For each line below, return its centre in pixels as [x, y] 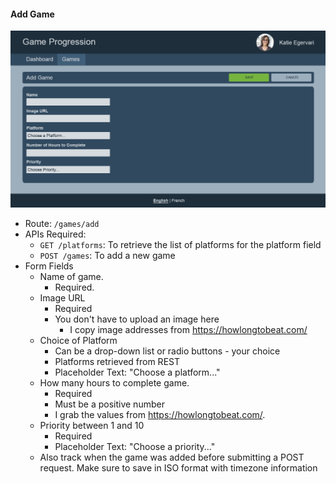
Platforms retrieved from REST [117, 362]
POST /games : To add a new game [107, 256]
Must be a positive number [109, 404]
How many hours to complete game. [114, 383]
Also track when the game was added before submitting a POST [172, 457]
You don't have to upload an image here [137, 319]
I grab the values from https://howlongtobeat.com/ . [160, 415]
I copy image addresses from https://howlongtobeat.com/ [188, 330]
